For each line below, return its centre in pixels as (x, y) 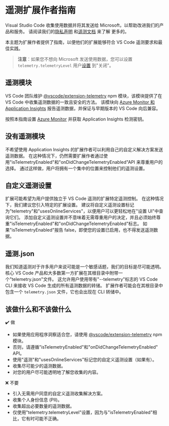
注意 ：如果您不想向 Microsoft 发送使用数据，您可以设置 (75, 59)
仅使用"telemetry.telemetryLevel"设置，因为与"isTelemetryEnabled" (82, 412)
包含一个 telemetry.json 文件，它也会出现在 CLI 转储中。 (64, 292)
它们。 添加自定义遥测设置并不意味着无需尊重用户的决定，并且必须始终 (83, 218)
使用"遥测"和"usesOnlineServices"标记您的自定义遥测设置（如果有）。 (84, 359)
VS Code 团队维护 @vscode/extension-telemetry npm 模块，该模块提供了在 (84, 95)
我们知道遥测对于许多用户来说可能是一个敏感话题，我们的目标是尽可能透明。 (84, 267)
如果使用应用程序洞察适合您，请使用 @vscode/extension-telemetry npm (87, 334)
